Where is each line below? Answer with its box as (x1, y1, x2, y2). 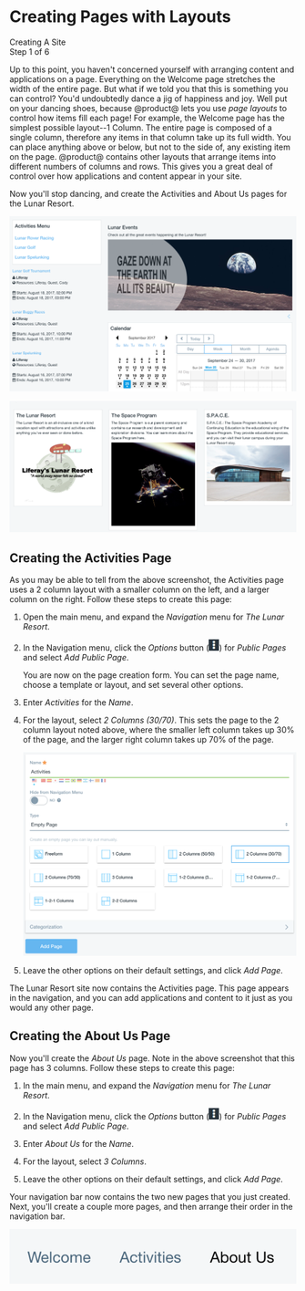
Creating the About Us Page (9, 1028, 171, 1044)
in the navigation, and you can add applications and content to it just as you (9, 992, 293, 1003)
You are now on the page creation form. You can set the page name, (22, 669, 280, 681)
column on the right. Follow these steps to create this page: (9, 593, 232, 604)
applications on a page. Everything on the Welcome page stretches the (9, 73, 276, 84)
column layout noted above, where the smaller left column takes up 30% (22, 724, 295, 735)
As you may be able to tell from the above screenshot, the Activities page (9, 574, 284, 585)
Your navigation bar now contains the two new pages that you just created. (9, 1191, 291, 1202)
